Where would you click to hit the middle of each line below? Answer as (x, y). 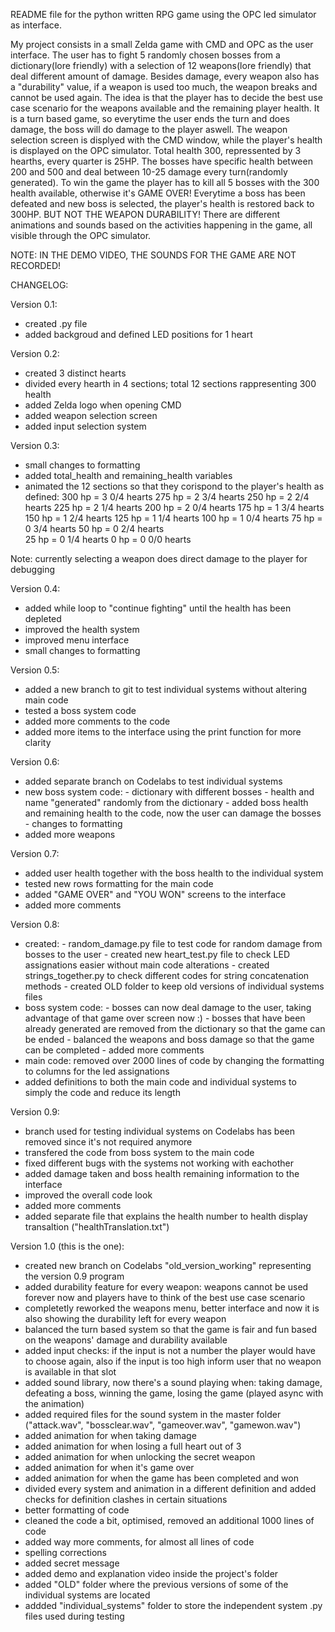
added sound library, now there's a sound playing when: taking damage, (173, 1382)
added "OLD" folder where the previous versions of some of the (156, 1584)
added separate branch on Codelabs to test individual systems (153, 781)
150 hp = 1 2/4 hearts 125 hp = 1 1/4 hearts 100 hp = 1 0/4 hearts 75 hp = (173, 518)
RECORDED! (36, 265)
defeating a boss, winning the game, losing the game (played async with (174, 1393)
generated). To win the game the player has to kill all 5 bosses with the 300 (165, 182)
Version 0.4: (35, 588)
